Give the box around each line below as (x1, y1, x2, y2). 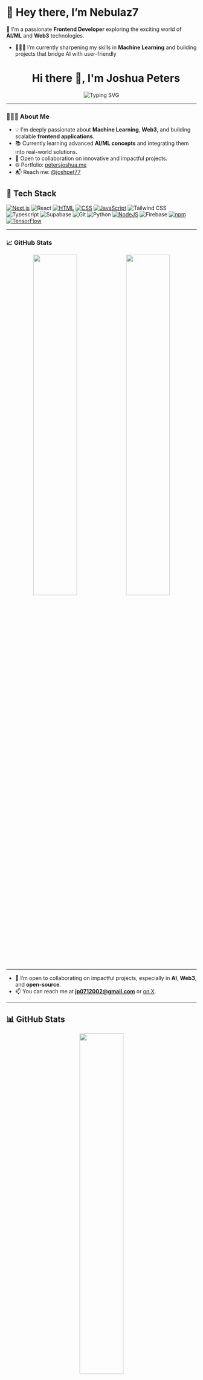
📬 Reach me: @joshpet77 (14, 168, 81, 176)
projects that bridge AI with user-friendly (14, 50, 117, 57)
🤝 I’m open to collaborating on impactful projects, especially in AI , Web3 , (14, 975, 197, 982)
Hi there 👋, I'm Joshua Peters (31, 72, 180, 85)
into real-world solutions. (14, 148, 77, 156)
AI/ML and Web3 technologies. (6, 32, 85, 39)
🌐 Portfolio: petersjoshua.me (14, 161, 87, 168)
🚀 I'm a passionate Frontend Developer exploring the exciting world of (6, 25, 182, 33)
